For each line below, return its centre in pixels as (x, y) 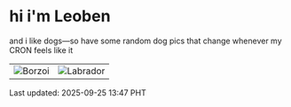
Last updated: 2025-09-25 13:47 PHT (78, 92)
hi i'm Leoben (60, 16)
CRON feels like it (41, 50)
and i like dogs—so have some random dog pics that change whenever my (145, 41)
